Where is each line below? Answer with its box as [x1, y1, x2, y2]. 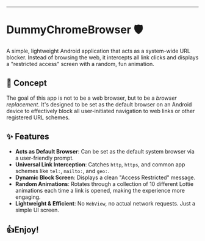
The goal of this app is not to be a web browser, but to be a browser [6, 94, 177, 102]
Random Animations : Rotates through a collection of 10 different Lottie [15, 180, 194, 187]
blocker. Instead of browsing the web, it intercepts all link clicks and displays [6, 53, 199, 61]
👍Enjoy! [6, 224, 39, 235]
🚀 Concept [6, 78, 48, 89]
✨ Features [6, 132, 49, 142]
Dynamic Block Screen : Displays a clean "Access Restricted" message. [15, 174, 196, 181]
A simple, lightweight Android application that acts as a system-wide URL [6, 47, 191, 54]
